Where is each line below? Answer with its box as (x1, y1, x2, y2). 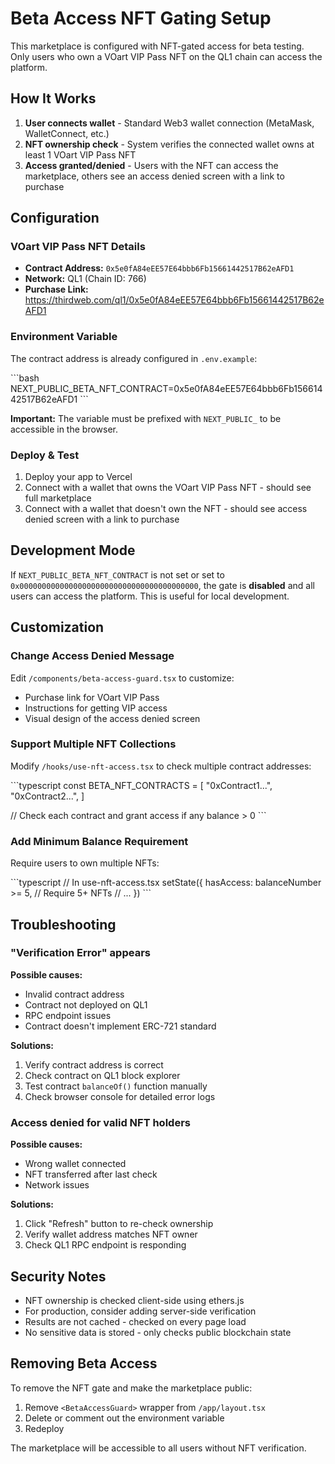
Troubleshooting (10, 916, 117, 933)
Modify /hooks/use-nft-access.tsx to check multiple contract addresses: (10, 760, 312, 772)
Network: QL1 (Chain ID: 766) (24, 273, 147, 285)
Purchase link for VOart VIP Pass (24, 691, 160, 703)
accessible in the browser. (10, 423, 118, 435)
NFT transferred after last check (24, 1168, 158, 1181)
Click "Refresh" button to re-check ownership (24, 1218, 214, 1230)
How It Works (10, 90, 97, 107)
